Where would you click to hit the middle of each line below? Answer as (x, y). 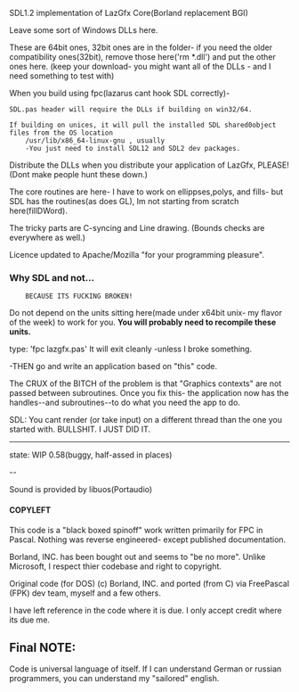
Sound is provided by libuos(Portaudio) (81, 490)
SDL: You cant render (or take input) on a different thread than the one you (146, 420)
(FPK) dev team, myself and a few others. (85, 593)
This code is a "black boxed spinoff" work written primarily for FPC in (136, 530)
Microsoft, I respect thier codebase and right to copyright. (116, 566)
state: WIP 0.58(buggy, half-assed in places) (91, 455)
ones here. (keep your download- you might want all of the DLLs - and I (140, 66)
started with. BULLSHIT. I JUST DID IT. (80, 429)
